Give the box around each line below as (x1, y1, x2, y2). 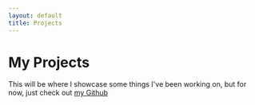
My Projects (8, 53, 90, 72)
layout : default (8, 11, 62, 20)
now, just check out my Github (8, 88, 109, 98)
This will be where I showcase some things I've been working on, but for (8, 80, 247, 89)
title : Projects (8, 19, 62, 27)
